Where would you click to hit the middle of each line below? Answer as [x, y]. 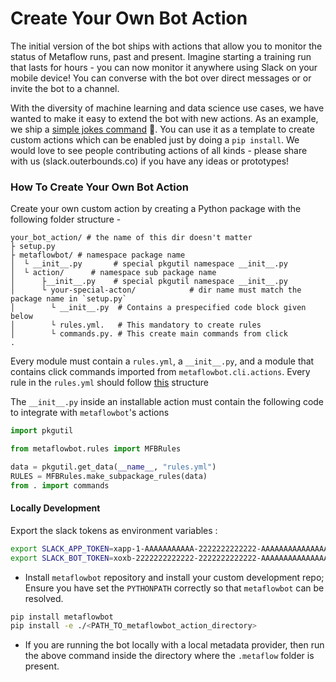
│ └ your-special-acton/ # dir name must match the [156, 290]
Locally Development [55, 508]
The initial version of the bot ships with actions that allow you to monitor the [166, 46]
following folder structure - [66, 219]
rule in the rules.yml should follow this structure [109, 383]
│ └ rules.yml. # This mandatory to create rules [136, 325]
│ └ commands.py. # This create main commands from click [149, 334]
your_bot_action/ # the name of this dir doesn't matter [131, 238]
